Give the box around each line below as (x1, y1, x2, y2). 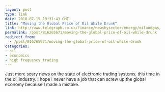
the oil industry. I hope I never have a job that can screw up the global (5, 76, 146, 82)
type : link (5, 12, 27, 17)
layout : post (5, 7, 32, 12)
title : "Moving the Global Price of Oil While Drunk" (5, 21, 118, 26)
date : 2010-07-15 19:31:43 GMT (5, 16, 69, 21)
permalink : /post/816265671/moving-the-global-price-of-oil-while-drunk (5, 30, 157, 35)
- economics (5, 53, 29, 58)
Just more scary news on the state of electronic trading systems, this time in (5, 71, 160, 77)
